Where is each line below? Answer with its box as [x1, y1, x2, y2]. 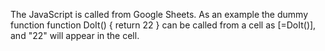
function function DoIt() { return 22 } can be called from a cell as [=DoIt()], [10, 19, 317, 31]
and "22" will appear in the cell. [10, 30, 140, 41]
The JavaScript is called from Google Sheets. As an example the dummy [10, 9, 309, 20]
